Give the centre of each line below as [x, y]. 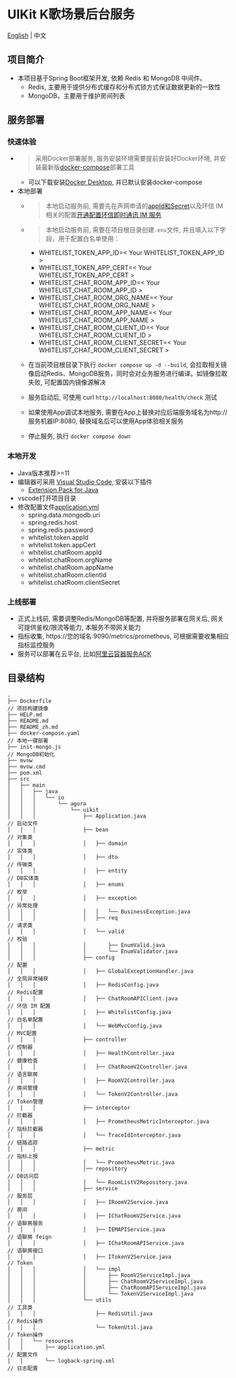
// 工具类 [20, 1307]
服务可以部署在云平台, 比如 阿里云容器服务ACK [84, 654]
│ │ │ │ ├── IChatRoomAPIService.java [96, 1243]
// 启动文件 [23, 823]
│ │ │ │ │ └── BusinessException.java [99, 911]
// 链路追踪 [23, 1142]
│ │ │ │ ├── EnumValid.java [86, 945]
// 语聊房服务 [25, 1223]
